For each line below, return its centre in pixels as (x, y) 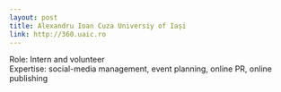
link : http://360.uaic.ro (57, 34)
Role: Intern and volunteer (57, 60)
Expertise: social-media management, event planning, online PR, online (140, 69)
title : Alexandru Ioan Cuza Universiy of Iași (98, 26)
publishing (29, 79)
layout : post (34, 17)
